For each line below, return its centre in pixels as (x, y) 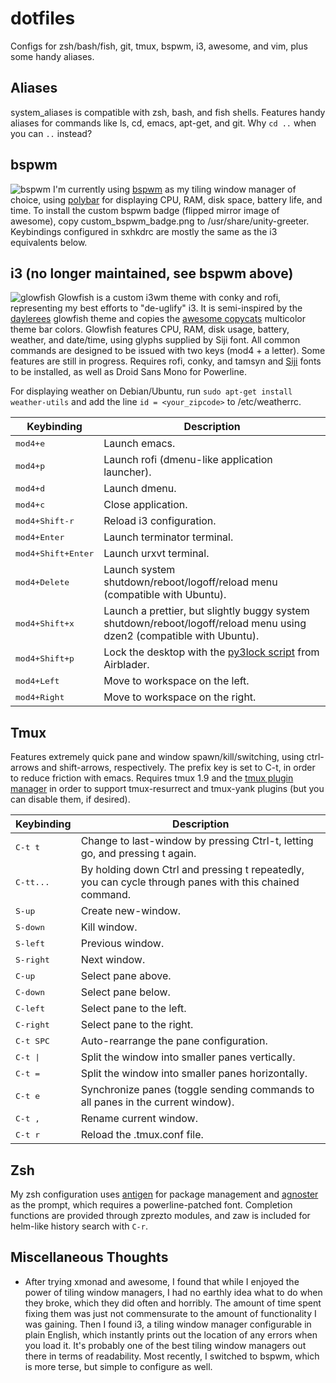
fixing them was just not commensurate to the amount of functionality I (170, 1313)
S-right (32, 959)
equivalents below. (49, 242)
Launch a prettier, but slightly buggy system (206, 611)
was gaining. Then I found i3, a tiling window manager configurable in (168, 1324)
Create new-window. (131, 911)
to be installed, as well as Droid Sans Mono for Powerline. (128, 372)
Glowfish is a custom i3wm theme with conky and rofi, (169, 298)
